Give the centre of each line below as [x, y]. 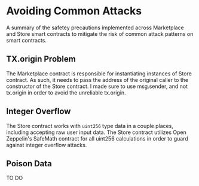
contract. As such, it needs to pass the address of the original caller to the [97, 80]
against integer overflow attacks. [47, 145]
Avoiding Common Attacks [74, 11]
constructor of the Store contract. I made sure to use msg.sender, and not [97, 86]
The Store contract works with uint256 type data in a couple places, [90, 126]
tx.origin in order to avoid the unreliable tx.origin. [66, 92]
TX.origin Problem [41, 59]
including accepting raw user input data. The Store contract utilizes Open [96, 132]
